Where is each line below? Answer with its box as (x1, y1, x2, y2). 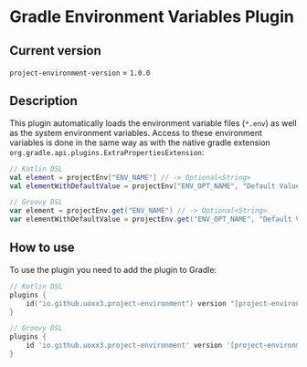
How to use (9, 240, 75, 256)
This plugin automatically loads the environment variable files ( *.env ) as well (9, 117, 297, 129)
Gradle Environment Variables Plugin (9, 6, 295, 27)
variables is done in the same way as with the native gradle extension (9, 137, 271, 148)
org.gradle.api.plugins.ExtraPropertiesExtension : (9, 146, 205, 157)
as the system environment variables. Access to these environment (9, 127, 263, 138)
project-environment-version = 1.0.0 (9, 67, 151, 78)
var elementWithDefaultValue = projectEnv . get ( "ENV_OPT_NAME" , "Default (9, 215, 292, 225)
